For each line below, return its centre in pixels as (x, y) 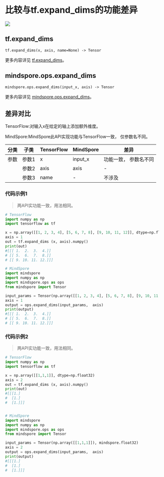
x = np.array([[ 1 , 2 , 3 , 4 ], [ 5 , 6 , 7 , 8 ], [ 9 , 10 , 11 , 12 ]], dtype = (77, 233)
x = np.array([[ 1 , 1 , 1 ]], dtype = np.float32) (50, 375)
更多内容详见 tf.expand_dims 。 (36, 60)
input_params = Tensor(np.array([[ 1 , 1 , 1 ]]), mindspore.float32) (72, 443)
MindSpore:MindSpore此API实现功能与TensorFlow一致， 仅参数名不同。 (78, 137)
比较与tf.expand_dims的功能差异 (72, 10)
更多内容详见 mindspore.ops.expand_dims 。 (50, 96)
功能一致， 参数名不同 (129, 160)
